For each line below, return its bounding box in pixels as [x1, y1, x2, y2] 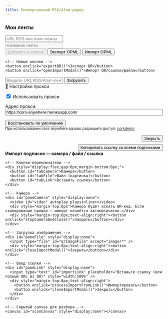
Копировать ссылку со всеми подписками [80, 144, 160, 150]
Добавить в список [7, 49, 44, 54]
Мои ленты [5, 23, 34, 30]
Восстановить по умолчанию [7, 120, 63, 125]
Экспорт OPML [49, 49, 79, 54]
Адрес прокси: [5, 103, 36, 109]
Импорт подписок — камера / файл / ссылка [5, 150, 103, 156]
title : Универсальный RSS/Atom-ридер [5, 7, 84, 12]
